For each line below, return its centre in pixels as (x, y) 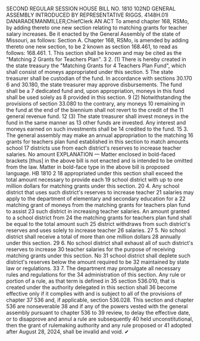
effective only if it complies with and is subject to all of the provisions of (94, 294)
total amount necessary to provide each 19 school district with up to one (95, 179)
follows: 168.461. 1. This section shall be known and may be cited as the (94, 53)
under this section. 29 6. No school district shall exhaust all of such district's (100, 243)
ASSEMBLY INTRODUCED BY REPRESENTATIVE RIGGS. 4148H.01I (87, 15)
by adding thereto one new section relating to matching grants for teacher (97, 27)
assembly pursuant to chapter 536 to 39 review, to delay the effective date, (98, 313)
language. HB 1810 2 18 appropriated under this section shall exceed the (95, 173)
